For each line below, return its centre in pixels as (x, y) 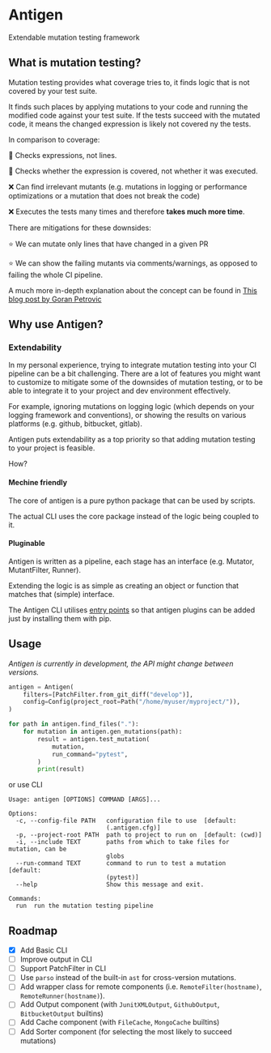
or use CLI (25, 785)
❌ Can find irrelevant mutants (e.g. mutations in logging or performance (128, 186)
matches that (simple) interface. (61, 594)
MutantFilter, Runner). (44, 569)
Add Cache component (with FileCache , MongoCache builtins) (120, 1022)
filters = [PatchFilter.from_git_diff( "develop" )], (108, 694)
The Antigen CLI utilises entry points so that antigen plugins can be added (132, 610)
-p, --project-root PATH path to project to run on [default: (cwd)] (139, 835)
